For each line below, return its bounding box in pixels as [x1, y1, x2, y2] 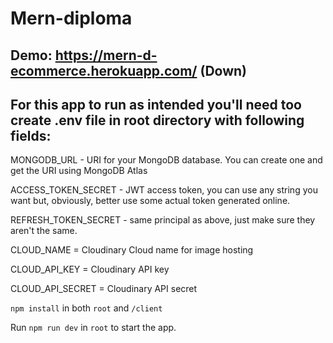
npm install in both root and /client [10, 302, 163, 314]
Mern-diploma [10, 7, 133, 30]
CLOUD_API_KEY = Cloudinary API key [10, 263, 170, 276]
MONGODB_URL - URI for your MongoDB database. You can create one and [10, 154, 323, 166]
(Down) [199, 62, 247, 79]
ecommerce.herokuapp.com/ [10, 62, 198, 79]
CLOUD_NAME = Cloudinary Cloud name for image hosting [10, 244, 254, 256]
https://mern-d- [54, 47, 158, 64]
